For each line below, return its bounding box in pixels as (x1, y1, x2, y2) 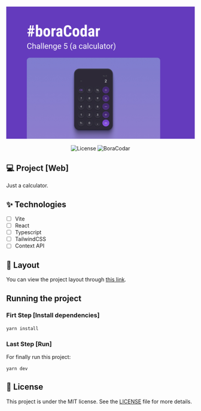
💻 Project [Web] (6, 163, 69, 173)
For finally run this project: (6, 353, 71, 360)
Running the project (6, 293, 82, 303)
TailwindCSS (14, 235, 47, 243)
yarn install (6, 325, 39, 331)
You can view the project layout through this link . (6, 276, 127, 283)
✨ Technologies (6, 199, 67, 210)
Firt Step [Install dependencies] (6, 311, 100, 319)
